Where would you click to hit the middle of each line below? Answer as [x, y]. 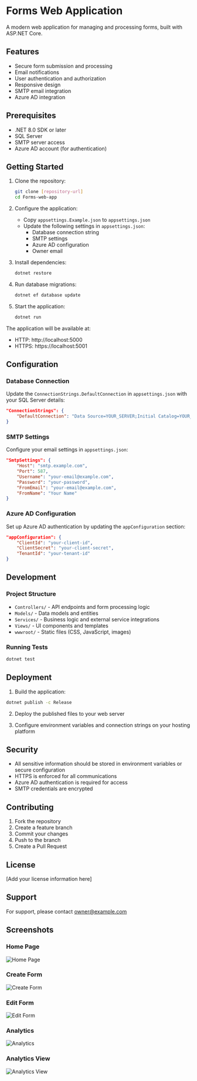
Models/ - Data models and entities [56, 613]
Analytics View [28, 1059]
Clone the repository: [40, 181]
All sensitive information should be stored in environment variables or [98, 764]
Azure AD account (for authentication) [61, 149]
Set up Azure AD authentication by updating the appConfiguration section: [96, 526]
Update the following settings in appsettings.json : [84, 226]
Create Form [24, 975]
